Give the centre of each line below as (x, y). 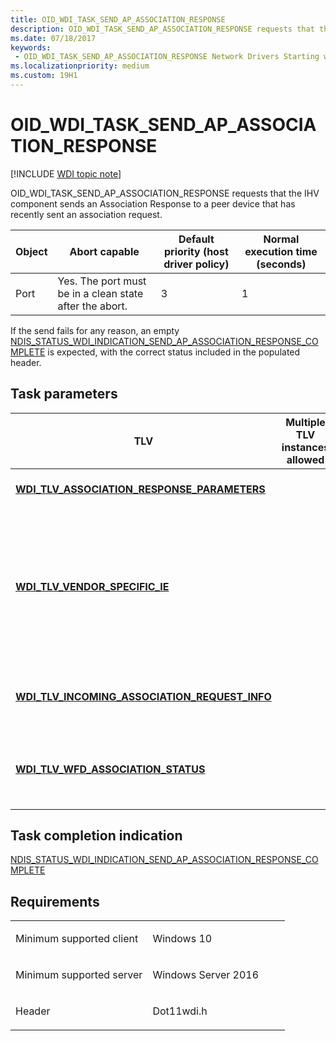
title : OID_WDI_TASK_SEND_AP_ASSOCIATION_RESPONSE (118, 19)
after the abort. (92, 306)
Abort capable (104, 251)
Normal (281, 239)
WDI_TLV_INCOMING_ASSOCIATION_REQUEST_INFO (143, 696)
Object (31, 251)
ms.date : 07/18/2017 (53, 38)
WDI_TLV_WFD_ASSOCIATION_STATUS (110, 769)
